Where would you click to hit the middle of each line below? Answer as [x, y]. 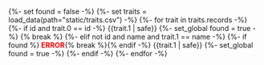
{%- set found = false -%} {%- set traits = [77, 11]
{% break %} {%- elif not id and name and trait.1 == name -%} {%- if [133, 36]
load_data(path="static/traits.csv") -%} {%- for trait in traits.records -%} [128, 20]
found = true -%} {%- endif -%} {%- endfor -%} [88, 54]
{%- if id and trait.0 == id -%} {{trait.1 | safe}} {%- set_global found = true [130, 28]
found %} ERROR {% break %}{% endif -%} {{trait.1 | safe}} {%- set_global [131, 45]
